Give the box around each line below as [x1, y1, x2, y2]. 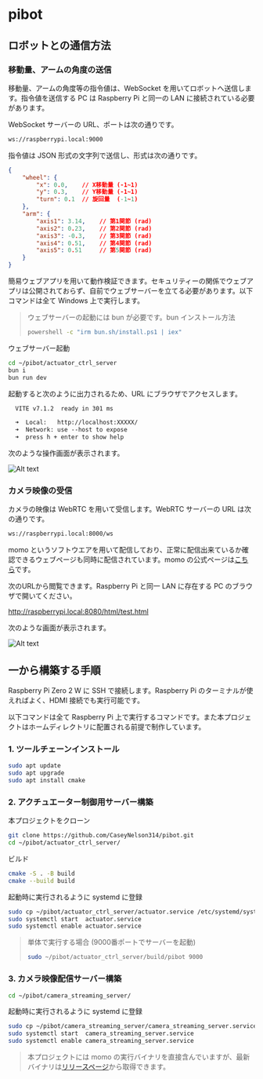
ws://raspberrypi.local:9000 [8, 135, 103, 143]
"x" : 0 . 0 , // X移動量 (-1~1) [36, 180, 139, 189]
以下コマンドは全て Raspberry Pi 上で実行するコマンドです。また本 [8, 712, 225, 721]
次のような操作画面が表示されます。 [8, 449, 124, 457]
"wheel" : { [22, 173, 58, 181]
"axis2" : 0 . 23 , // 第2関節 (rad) [36, 224, 153, 232]
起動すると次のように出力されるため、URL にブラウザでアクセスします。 [8, 388, 243, 398]
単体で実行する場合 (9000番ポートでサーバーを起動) [27, 938, 196, 947]
